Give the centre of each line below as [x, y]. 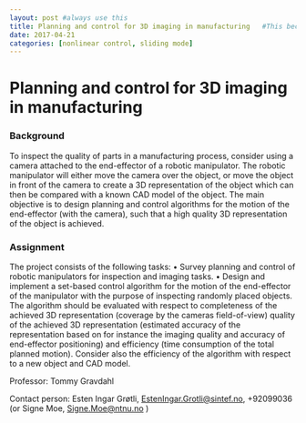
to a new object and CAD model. [70, 364]
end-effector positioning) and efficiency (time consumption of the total [142, 344]
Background [37, 136]
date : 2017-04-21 [42, 35]
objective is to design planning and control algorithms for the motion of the [149, 204]
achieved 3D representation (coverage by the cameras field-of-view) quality [153, 316]
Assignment [37, 247]
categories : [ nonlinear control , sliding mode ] [102, 43]
